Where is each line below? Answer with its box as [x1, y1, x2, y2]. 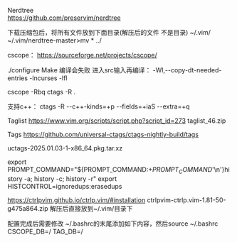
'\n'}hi [212, 165, 230, 173]
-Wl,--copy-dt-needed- [152, 66, 222, 74]
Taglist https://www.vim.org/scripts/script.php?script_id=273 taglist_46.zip [7, 116, 226, 125]
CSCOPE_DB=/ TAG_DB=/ [7, 227, 83, 236]
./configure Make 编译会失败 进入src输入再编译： [7, 66, 152, 74]
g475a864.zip [7, 204, 48, 212]
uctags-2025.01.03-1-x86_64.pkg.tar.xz [7, 144, 123, 152]
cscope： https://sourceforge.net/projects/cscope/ [7, 51, 158, 59]
